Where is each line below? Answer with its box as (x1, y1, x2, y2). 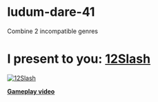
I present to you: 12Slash (7, 51, 150, 67)
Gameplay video (7, 87, 55, 95)
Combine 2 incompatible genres (7, 27, 99, 35)
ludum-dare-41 (7, 4, 95, 20)
